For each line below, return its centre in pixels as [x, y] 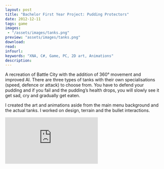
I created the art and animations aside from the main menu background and [82, 105]
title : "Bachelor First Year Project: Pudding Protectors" [67, 14]
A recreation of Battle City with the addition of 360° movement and [73, 74]
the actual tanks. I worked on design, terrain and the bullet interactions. [78, 111]
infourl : [14, 51]
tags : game [16, 24]
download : [15, 42]
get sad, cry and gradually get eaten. [43, 96]
